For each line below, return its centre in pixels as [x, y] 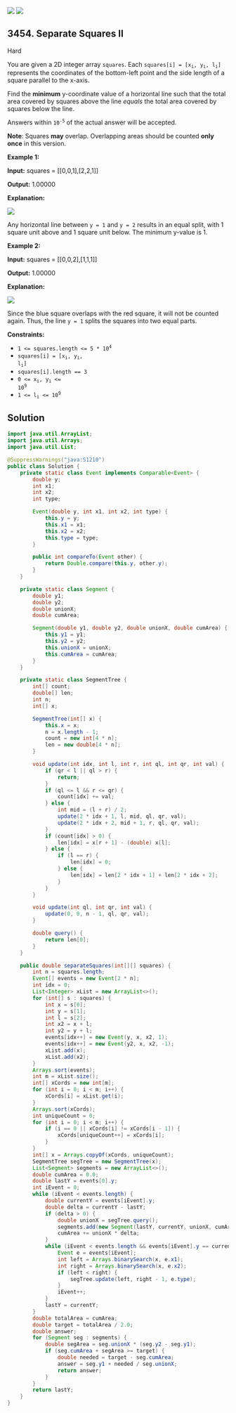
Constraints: [26, 334]
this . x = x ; [62, 725]
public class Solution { [44, 466]
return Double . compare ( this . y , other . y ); [106, 564]
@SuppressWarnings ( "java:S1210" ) [56, 460]
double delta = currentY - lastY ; [95, 1207]
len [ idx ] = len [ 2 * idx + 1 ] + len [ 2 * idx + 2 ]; [144, 875]
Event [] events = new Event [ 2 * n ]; [86, 979]
